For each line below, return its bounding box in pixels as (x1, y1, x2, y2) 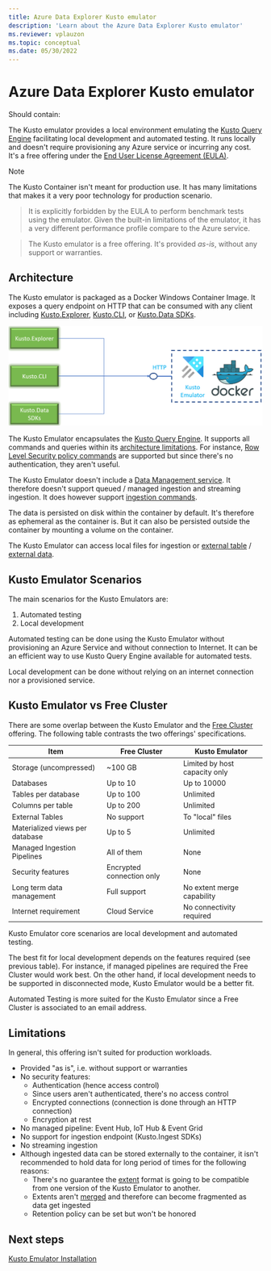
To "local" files (182, 812, 232, 822)
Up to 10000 (182, 778, 227, 788)
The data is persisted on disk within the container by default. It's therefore (8, 508, 255, 518)
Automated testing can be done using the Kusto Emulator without (8, 634, 225, 644)
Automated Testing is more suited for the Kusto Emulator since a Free (8, 994, 240, 1004)
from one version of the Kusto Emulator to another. (31, 1183, 201, 1194)
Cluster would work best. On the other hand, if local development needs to (8, 970, 256, 980)
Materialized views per (11, 823, 87, 833)
